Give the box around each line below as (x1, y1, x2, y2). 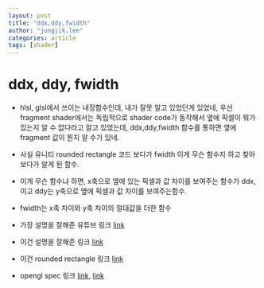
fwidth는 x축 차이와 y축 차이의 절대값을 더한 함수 (19, 204, 172, 213)
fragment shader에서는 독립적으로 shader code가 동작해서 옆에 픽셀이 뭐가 (19, 113, 256, 123)
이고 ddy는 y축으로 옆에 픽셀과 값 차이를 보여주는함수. (19, 186, 187, 196)
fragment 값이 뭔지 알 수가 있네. (19, 133, 120, 142)
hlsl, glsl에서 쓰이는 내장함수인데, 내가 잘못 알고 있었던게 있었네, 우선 (19, 103, 233, 112)
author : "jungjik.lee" (8, 26, 83, 34)
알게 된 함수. (41, 160, 80, 169)
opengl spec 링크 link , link (19, 271, 105, 281)
